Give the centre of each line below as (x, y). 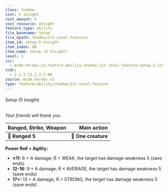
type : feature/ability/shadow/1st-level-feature (57, 84)
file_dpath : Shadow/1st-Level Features (47, 38)
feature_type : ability (29, 28)
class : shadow (20, 10)
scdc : (11, 70)
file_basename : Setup (28, 33)
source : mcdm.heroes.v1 (30, 79)
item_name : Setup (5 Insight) (37, 51)
